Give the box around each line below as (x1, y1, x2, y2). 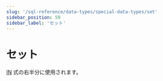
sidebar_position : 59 (6, 14, 61, 20)
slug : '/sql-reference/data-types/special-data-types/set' (6, 8, 158, 15)
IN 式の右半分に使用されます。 (6, 68, 81, 76)
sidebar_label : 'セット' (6, 20, 66, 26)
